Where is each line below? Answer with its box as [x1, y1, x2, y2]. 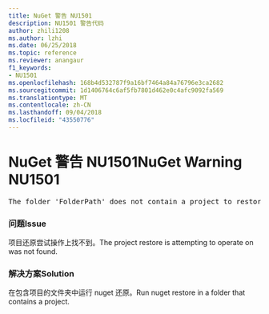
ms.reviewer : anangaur [8, 57, 84, 65]
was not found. [8, 247, 58, 256]
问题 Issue [8, 218, 46, 229]
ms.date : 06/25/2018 [8, 42, 78, 50]
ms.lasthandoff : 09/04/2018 [8, 109, 102, 117]
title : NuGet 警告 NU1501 [8, 11, 92, 20]
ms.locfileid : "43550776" [8, 116, 94, 124]
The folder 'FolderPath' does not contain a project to [8, 197, 232, 206]
